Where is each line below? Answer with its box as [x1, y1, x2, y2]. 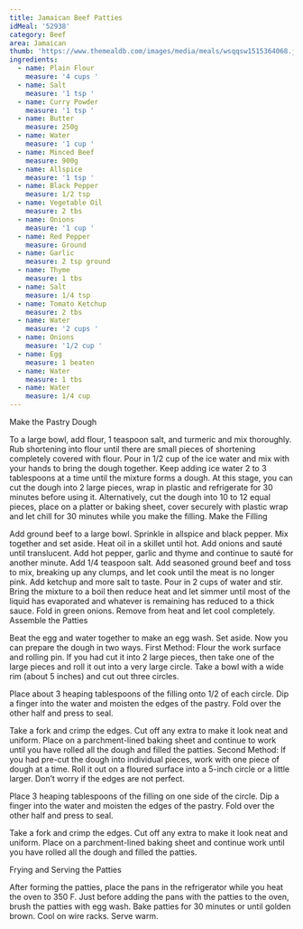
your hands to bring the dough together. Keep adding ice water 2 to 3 [9, 463, 268, 473]
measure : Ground [25, 241, 87, 250]
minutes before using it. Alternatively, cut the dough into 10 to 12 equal [9, 492, 271, 502]
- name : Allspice [17, 165, 83, 174]
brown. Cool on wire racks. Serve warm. [9, 911, 159, 921]
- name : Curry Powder [17, 97, 99, 107]
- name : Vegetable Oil [17, 198, 103, 208]
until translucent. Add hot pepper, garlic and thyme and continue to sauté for [9, 548, 294, 558]
